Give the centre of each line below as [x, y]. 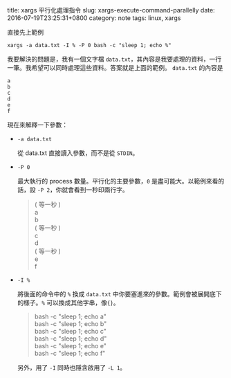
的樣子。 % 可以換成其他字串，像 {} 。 [68, 303]
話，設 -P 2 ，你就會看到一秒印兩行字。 [73, 190]
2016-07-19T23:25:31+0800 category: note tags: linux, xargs [94, 18]
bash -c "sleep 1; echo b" [71, 324]
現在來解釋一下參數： [37, 125]
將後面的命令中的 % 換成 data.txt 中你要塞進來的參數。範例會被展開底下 [119, 294]
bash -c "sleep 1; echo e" [71, 346]
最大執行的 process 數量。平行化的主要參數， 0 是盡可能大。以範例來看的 [121, 181]
